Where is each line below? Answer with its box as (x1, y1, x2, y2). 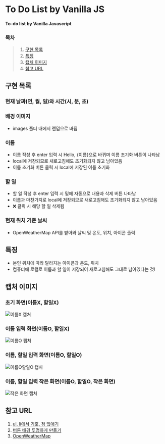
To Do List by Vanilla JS (5, 4, 105, 15)
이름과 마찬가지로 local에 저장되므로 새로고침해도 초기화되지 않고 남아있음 (12, 197, 157, 203)
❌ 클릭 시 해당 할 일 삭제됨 (12, 203, 65, 209)
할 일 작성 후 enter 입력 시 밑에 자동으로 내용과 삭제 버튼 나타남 (12, 190, 136, 196)
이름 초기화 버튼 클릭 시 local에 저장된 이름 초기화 (12, 164, 110, 170)
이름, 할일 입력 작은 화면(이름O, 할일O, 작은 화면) (5, 378, 116, 385)
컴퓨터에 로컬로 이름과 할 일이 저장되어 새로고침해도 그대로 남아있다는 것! (12, 266, 155, 272)
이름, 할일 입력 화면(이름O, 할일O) (5, 352, 82, 359)
